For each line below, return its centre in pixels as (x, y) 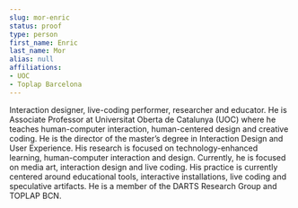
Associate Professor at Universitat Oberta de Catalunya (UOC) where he (143, 119)
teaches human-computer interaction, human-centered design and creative (149, 129)
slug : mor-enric (39, 17)
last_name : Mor (38, 51)
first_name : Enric (44, 43)
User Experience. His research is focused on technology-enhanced (134, 148)
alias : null (31, 59)
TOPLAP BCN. (35, 195)
